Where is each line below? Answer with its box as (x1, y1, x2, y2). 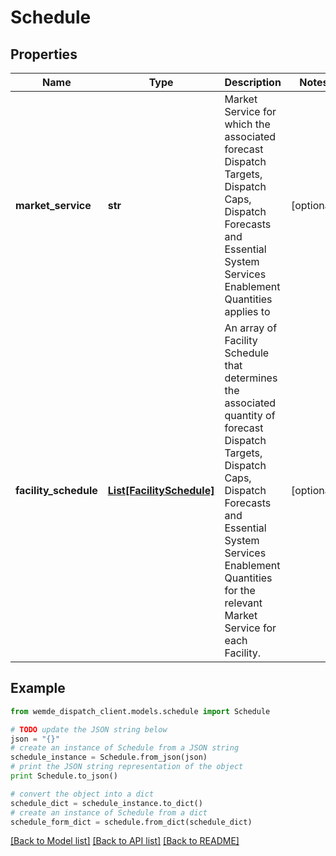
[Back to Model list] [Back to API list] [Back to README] (10, 835, 240, 847)
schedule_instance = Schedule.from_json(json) (10, 752, 208, 763)
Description (224, 76, 282, 89)
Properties (10, 46, 78, 63)
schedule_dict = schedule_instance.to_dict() (10, 798, 203, 808)
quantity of (224, 409, 276, 422)
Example (10, 680, 66, 697)
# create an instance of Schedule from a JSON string (10, 743, 240, 753)
